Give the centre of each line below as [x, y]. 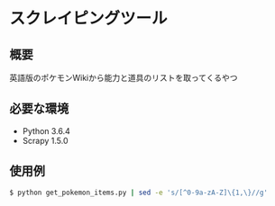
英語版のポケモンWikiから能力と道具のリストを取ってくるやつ [124, 78]
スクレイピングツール [89, 18]
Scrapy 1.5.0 [45, 140]
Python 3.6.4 [46, 130]
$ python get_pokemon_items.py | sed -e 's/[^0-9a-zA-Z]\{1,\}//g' [139, 193]
